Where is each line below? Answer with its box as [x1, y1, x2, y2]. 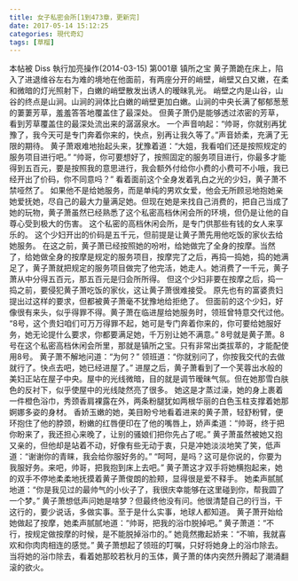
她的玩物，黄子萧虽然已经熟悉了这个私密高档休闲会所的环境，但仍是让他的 [9, 208, 281, 218]
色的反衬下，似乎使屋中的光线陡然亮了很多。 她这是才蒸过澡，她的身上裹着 [9, 385, 284, 396]
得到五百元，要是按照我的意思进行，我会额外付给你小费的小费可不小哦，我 [9, 163, 281, 174]
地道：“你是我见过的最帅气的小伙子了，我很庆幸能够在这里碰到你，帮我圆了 [9, 484, 286, 495]
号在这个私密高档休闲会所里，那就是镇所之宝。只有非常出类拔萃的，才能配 [9, 341, 281, 351]
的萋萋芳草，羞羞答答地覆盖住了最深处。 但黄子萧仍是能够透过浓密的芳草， [9, 107, 284, 118]
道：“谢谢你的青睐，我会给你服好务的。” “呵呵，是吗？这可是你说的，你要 [9, 451, 275, 462]
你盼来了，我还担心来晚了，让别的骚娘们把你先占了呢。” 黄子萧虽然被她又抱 [9, 429, 284, 440]
